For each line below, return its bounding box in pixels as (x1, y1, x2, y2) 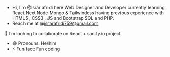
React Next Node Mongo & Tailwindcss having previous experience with (12, 10, 164, 16)
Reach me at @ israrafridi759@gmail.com (12, 20, 99, 26)
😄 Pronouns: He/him (12, 40, 57, 46)
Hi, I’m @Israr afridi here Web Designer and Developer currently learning (12, 5, 165, 10)
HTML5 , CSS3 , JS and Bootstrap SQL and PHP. (12, 15, 114, 21)
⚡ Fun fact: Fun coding (12, 46, 60, 52)
